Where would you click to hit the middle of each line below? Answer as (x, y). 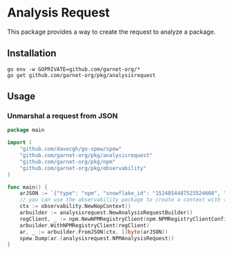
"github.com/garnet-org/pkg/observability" (83, 168)
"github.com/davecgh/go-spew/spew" (71, 149)
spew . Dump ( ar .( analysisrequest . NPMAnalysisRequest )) (97, 238)
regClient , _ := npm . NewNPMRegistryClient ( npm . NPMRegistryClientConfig (125, 219)
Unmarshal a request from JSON (63, 116)
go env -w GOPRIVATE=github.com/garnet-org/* (74, 69)
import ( (20, 142)
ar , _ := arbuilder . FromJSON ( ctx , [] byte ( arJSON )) (94, 232)
